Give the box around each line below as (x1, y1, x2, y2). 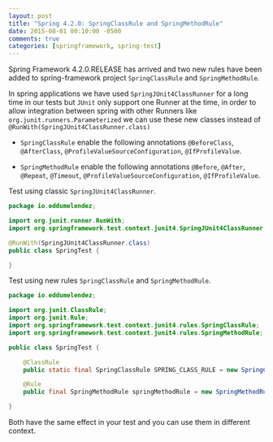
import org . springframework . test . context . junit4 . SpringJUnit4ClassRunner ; (8, 224, 267, 232)
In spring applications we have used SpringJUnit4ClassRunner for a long (8, 89, 249, 98)
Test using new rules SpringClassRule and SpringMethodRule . (8, 275, 211, 285)
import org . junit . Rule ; (8, 314, 89, 322)
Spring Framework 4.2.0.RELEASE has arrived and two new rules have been (8, 64, 262, 74)
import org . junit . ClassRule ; (8, 306, 107, 314)
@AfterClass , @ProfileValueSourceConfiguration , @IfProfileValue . (19, 146, 242, 156)
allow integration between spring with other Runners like (8, 106, 197, 116)
